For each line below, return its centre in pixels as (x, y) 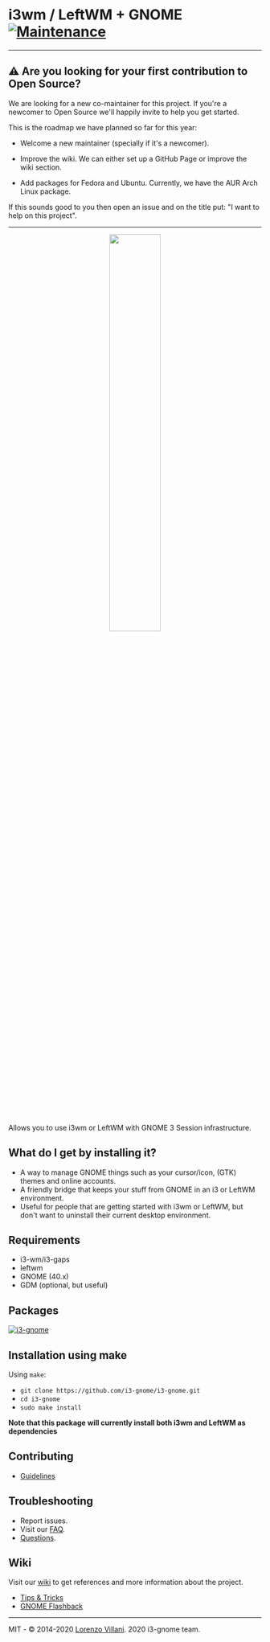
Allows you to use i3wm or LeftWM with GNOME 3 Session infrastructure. (130, 1127)
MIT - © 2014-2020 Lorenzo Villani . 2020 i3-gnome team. (104, 1629)
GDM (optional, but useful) (64, 1285)
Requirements (44, 1240)
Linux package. (45, 191)
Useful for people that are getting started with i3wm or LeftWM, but (131, 1206)
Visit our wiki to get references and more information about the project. (126, 1582)
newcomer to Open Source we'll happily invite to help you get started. (124, 112)
